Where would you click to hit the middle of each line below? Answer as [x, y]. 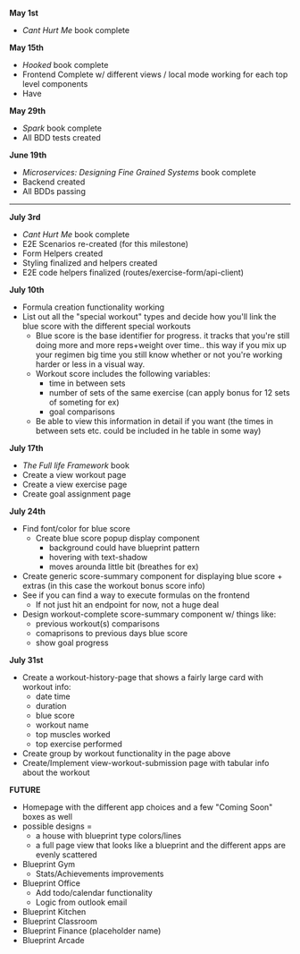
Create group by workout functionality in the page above [126, 754]
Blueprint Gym [49, 864]
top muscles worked [73, 734]
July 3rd [25, 217]
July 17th [26, 448]
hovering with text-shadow [98, 557]
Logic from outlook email [81, 902]
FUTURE [25, 790]
